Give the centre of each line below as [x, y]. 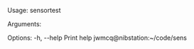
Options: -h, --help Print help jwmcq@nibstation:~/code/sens [97, 38]
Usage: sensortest [34, 10]
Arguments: [25, 24]
